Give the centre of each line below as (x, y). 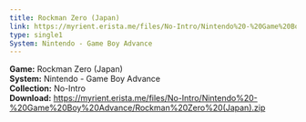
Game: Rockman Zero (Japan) (66, 69)
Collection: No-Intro (48, 88)
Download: (31, 98)
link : (20, 26)
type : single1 (36, 35)
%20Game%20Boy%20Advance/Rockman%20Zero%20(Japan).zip (138, 108)
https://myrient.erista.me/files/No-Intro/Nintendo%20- (155, 98)
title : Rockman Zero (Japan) (65, 18)
